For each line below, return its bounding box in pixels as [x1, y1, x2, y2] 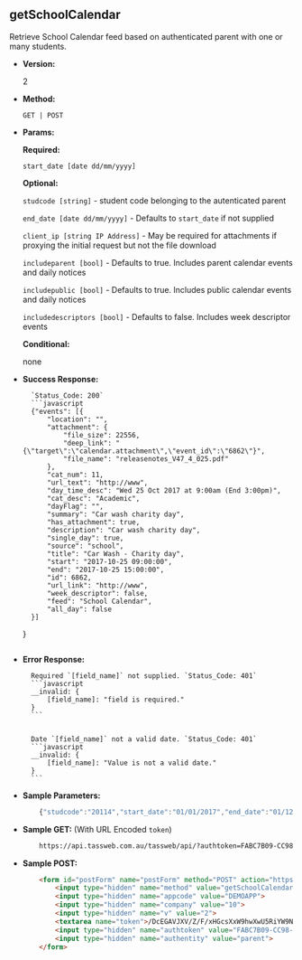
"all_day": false [46, 605, 113, 614]
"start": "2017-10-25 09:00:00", [46, 557, 173, 566]
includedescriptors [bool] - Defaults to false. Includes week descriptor [22, 311, 291, 322]
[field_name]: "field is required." [46, 695, 185, 704]
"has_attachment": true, [46, 517, 141, 527]
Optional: [22, 177, 59, 188]
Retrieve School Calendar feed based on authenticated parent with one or [9, 31, 283, 42]
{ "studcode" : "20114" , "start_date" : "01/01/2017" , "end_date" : [39, 807, 270, 816]
